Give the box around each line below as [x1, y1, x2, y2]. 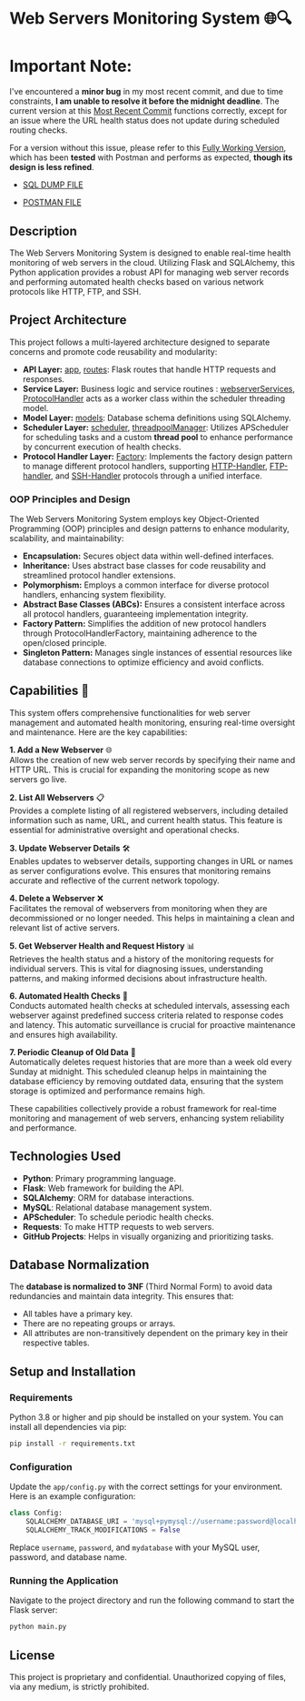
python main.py [9, 1622, 67, 1632]
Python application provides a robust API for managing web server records [9, 267, 290, 277]
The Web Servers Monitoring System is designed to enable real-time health [9, 247, 291, 258]
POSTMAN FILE [22, 197, 82, 208]
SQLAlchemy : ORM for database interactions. [22, 1192, 195, 1203]
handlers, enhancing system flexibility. [22, 589, 166, 600]
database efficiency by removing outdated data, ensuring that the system [9, 1075, 284, 1086]
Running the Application [9, 1574, 119, 1586]
